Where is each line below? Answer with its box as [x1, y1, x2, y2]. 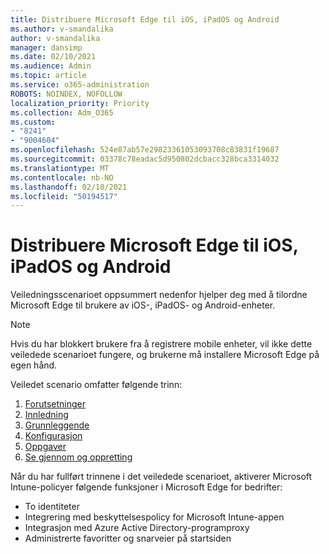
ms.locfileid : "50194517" [10, 191, 118, 201]
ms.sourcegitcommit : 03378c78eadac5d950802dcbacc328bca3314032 [10, 154, 280, 164]
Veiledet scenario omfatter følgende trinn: [10, 379, 183, 391]
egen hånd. [10, 359, 58, 371]
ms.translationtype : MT [10, 163, 110, 173]
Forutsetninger [24, 398, 86, 410]
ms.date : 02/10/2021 [10, 52, 97, 62]
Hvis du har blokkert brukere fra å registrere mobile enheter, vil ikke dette [10, 338, 313, 350]
